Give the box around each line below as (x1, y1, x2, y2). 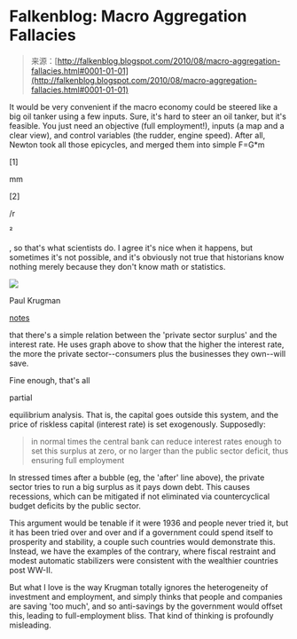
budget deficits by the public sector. (9, 500, 142, 511)
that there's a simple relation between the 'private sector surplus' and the (9, 329, 277, 340)
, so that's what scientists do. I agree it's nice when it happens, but (9, 242, 254, 253)
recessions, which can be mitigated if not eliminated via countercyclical (9, 491, 270, 501)
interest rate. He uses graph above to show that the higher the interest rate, (9, 339, 285, 350)
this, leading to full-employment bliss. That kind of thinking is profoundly (9, 610, 274, 620)
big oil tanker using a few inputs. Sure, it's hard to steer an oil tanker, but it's (9, 111, 286, 122)
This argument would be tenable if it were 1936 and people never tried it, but (9, 517, 289, 528)
